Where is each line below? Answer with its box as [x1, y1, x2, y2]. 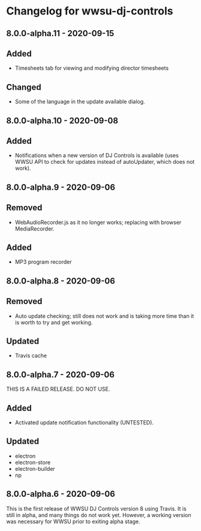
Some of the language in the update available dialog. [14, 98, 145, 105]
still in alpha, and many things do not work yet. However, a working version [6, 511, 191, 518]
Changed [6, 82, 41, 92]
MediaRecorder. [14, 225, 55, 232]
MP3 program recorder [14, 258, 72, 265]
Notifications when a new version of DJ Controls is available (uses [14, 152, 179, 159]
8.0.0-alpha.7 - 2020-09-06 [6, 369, 115, 380]
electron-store [14, 459, 51, 466]
